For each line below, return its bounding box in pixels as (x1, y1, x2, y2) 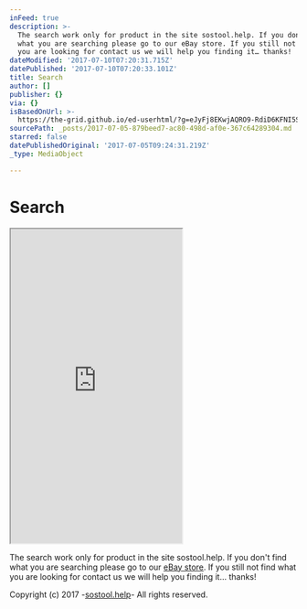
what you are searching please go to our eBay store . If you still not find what (9, 561, 297, 572)
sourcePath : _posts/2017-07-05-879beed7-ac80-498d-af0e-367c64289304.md (9, 124, 292, 134)
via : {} (9, 98, 39, 108)
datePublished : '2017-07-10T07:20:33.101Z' (9, 65, 178, 74)
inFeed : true (9, 13, 59, 23)
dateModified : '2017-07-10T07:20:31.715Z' (9, 56, 174, 65)
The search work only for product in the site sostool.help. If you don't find (9, 551, 288, 562)
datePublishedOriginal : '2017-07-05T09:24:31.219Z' (9, 141, 210, 150)
